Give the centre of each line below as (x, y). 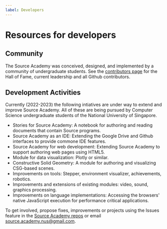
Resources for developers (61, 35)
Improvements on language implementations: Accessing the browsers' (86, 195)
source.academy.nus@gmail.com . (40, 221)
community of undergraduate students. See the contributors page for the (81, 71)
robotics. (22, 179)
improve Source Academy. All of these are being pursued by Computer (79, 110)
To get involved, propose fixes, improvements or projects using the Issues (82, 210)
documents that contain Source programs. (57, 131)
